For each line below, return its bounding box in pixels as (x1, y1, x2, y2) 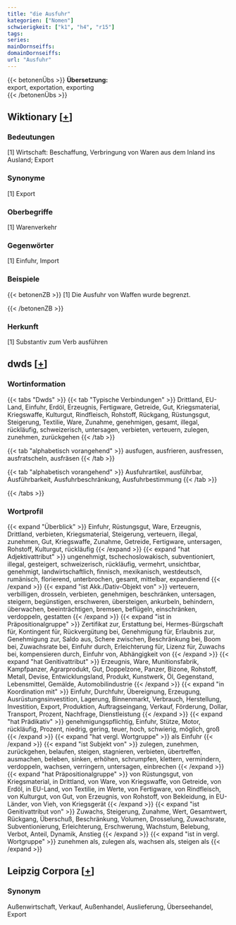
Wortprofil (7, 506, 44, 516)
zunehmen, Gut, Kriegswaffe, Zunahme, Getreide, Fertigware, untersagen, (7, 537, 223, 545)
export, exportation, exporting (7, 83, 94, 92)
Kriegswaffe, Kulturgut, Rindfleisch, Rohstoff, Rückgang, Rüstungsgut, (7, 410, 211, 418)
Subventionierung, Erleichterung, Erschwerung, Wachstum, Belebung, (7, 822, 210, 830)
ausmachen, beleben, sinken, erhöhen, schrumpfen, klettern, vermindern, (7, 754, 221, 763)
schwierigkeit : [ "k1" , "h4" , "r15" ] (7, 23, 115, 30)
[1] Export (7, 189, 35, 198)
